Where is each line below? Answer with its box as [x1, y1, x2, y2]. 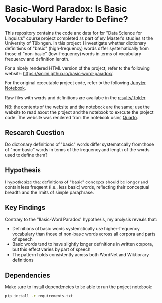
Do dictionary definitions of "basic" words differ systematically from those [5, 141, 154, 147]
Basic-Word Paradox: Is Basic [5, 3, 127, 15]
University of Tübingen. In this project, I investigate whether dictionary [5, 40, 146, 46]
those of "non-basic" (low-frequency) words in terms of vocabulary [5, 50, 142, 57]
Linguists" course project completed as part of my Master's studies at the [5, 35, 153, 41]
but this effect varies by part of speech [12, 246, 91, 252]
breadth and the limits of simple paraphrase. [5, 189, 94, 195]
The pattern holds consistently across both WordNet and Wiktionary [12, 252, 149, 258]
